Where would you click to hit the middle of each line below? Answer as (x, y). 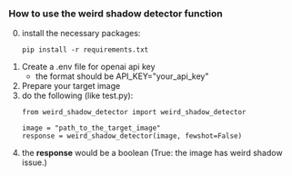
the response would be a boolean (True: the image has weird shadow (152, 153)
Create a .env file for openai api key (88, 67)
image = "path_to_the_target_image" (91, 128)
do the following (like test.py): (77, 96)
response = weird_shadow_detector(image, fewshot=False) (132, 136)
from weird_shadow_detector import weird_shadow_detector (134, 112)
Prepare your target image (71, 86)
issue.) (34, 162)
